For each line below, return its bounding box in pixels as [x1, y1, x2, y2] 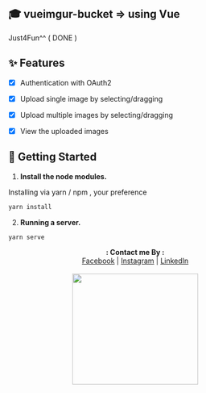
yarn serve [8, 233, 45, 241]
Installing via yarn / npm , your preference [8, 187, 147, 197]
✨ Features [8, 56, 65, 70]
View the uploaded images [19, 126, 109, 136]
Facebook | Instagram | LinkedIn [81, 256, 189, 265]
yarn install [8, 203, 52, 211]
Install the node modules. [19, 171, 107, 181]
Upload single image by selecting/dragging [19, 94, 163, 103]
